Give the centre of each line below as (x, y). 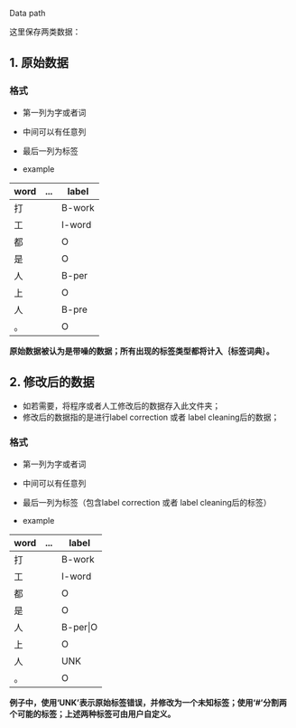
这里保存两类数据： (45, 32)
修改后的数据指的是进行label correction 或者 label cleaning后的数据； (151, 417)
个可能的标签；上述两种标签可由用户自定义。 (92, 714)
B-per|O (80, 627)
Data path (28, 13)
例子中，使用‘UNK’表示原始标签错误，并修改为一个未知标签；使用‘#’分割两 (148, 702)
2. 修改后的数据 (52, 382)
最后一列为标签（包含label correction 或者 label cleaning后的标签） (147, 502)
